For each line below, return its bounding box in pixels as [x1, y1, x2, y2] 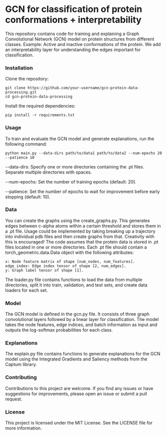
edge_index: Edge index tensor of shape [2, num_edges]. [5, 263, 126, 268]
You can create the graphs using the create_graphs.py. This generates [5, 217, 150, 223]
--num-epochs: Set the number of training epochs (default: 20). [5, 178, 136, 184]
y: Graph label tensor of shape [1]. [5, 267, 84, 273]
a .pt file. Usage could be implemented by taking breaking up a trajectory [5, 228, 156, 234]
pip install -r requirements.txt [5, 112, 75, 118]
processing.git [5, 90, 37, 95]
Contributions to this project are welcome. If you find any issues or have [5, 385, 153, 391]
